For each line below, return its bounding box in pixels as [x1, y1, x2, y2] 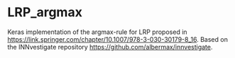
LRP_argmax [7, 4, 83, 21]
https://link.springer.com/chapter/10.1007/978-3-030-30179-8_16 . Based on [7, 35, 229, 43]
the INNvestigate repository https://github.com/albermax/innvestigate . [7, 42, 213, 51]
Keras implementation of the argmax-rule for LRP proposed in [7, 28, 187, 36]
